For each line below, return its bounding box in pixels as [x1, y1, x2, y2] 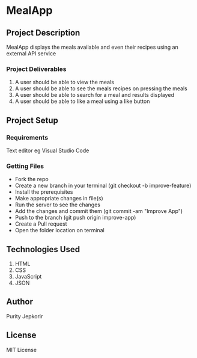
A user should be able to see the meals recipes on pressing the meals [14, 85, 187, 92]
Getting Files [6, 162, 44, 170]
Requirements [6, 133, 49, 141]
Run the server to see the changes [14, 201, 101, 208]
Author [6, 297, 33, 307]
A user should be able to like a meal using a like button [14, 97, 150, 105]
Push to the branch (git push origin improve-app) [14, 214, 136, 221]
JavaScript [14, 273, 42, 280]
